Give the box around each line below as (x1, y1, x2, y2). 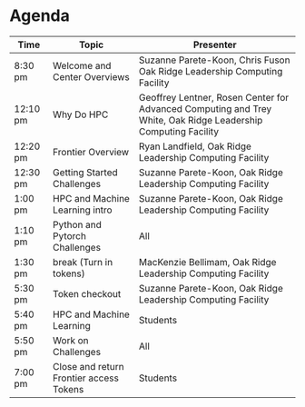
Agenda (9, 5, 70, 26)
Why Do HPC (53, 108, 109, 121)
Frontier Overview (53, 145, 130, 158)
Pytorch (53, 229, 86, 242)
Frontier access (53, 372, 120, 384)
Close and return (53, 360, 124, 372)
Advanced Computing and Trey (139, 102, 272, 114)
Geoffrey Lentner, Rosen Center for (139, 91, 290, 104)
